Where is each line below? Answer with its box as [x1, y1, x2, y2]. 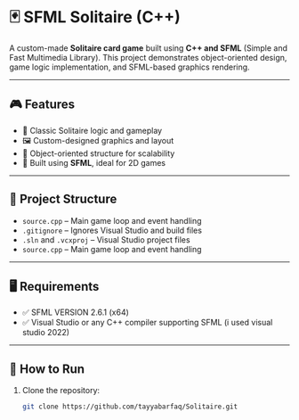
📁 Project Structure [9, 192, 117, 207]
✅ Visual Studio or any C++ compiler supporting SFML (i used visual [21, 317, 273, 328]
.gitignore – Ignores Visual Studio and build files [21, 225, 203, 235]
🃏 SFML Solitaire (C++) [9, 7, 181, 28]
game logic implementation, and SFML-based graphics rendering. [9, 62, 251, 72]
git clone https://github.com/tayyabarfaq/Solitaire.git [21, 402, 238, 411]
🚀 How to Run [9, 361, 85, 376]
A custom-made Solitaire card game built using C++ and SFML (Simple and [9, 42, 287, 54]
